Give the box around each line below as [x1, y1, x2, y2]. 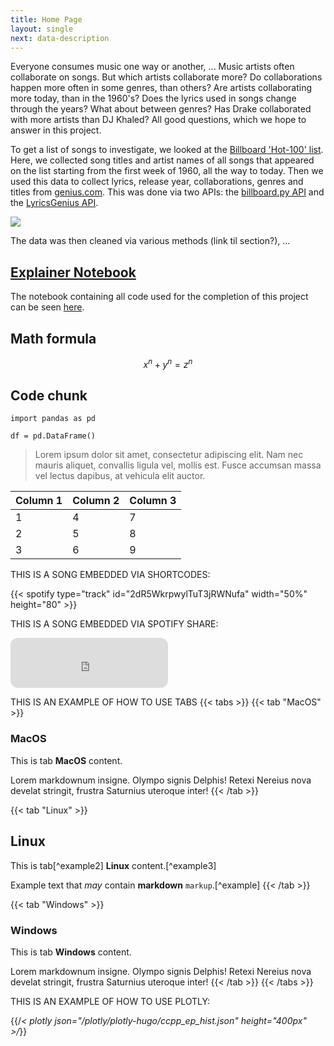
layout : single [10, 24, 74, 34]
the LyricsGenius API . [10, 197, 99, 209]
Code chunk [10, 387, 88, 405]
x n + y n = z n [143, 357, 193, 370]
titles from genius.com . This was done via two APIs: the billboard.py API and [10, 186, 325, 198]
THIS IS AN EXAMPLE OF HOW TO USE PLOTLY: [10, 995, 211, 1007]
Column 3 [129, 494, 177, 508]
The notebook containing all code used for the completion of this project [10, 291, 309, 303]
